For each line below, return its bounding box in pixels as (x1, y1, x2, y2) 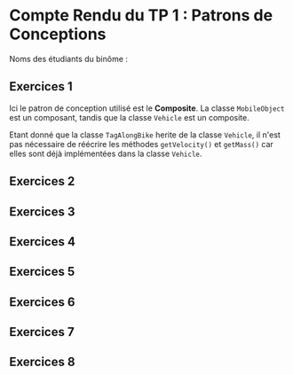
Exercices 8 (9, 355, 75, 370)
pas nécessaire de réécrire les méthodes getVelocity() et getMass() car (9, 138, 273, 149)
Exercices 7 (9, 324, 75, 340)
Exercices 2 (9, 174, 75, 189)
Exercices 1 (9, 79, 73, 94)
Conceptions (9, 24, 107, 44)
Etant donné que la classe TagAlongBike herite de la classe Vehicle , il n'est (9, 129, 281, 140)
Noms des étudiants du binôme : (9, 53, 129, 64)
